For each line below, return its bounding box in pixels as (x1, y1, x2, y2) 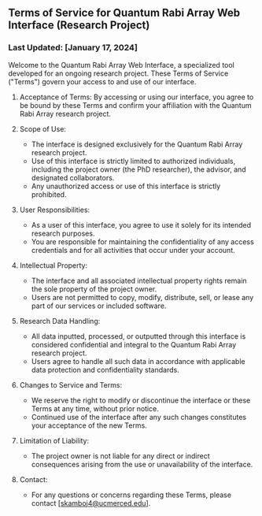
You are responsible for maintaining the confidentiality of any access (31, 236, 254, 247)
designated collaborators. (31, 173, 115, 182)
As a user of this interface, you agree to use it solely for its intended (31, 220, 252, 229)
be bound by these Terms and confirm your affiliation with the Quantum (19, 100, 252, 110)
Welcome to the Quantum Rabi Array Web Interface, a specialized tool (8, 60, 234, 69)
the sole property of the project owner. (31, 284, 157, 294)
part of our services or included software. (31, 301, 167, 310)
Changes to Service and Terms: (19, 380, 123, 389)
